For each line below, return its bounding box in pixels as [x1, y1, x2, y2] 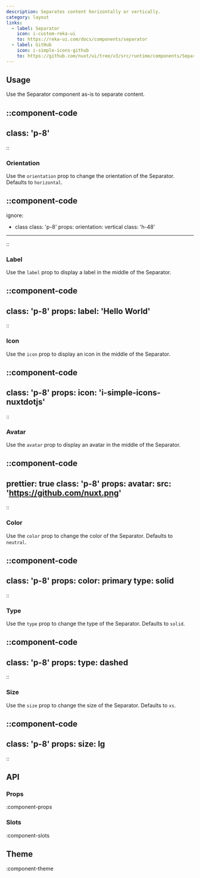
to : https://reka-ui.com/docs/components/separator [17, 36, 148, 42]
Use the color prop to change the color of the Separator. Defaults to [6, 532, 173, 539]
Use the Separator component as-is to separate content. [6, 90, 145, 98]
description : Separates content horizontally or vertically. [6, 8, 161, 15]
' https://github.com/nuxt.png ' [6, 488, 122, 498]
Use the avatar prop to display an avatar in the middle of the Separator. [6, 441, 181, 449]
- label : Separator [11, 25, 60, 32]
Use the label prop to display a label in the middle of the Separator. [6, 269, 171, 276]
